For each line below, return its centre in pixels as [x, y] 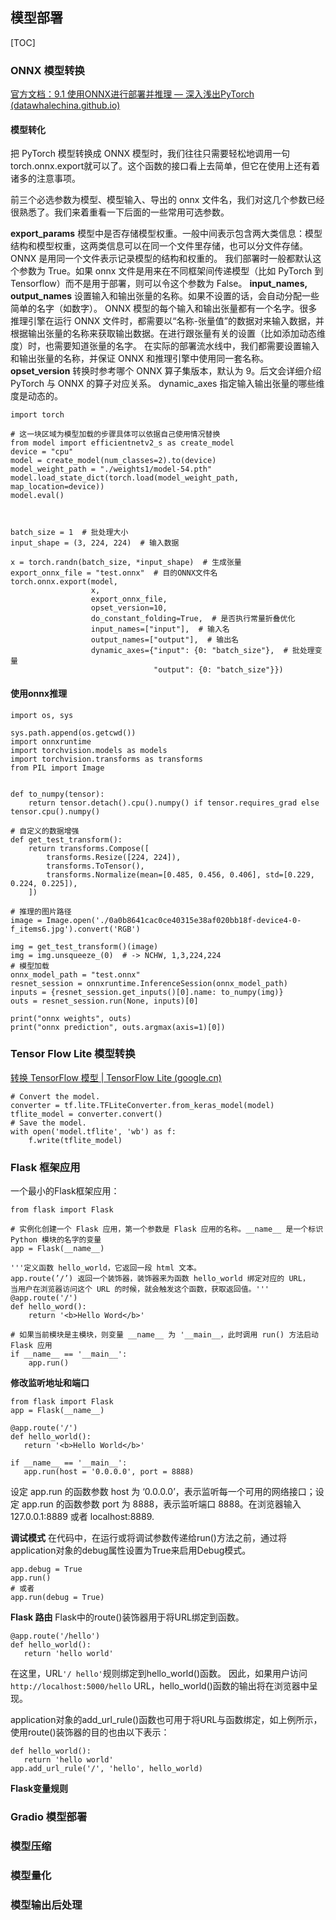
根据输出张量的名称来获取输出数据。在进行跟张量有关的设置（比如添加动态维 [168, 334]
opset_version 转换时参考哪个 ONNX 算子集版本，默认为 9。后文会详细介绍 [166, 371]
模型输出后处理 [46, 1905]
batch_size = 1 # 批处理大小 [69, 533]
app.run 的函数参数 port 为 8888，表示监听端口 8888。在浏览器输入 [161, 1504]
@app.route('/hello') [55, 1636]
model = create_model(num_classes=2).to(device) [113, 461]
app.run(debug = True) [57, 1598]
